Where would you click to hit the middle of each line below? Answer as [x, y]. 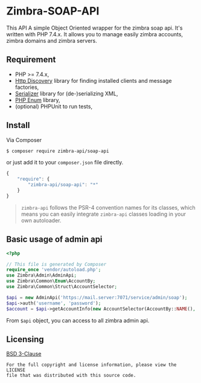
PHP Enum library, [37, 100]
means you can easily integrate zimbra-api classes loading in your [103, 214]
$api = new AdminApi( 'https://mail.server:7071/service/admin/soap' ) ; [97, 297]
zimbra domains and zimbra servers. [52, 40]
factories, [27, 87]
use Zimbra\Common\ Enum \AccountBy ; [51, 281]
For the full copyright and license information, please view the [91, 365]
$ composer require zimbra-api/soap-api [58, 151]
